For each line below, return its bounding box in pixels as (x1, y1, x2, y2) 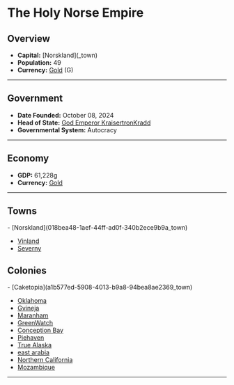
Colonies (7, 265, 47, 276)
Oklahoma (17, 297, 47, 305)
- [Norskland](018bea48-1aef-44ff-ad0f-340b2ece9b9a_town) (7, 223, 188, 232)
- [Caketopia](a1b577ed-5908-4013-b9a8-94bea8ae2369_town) (7, 283, 193, 292)
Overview (7, 33, 51, 45)
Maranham (17, 311, 49, 320)
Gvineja (17, 304, 40, 313)
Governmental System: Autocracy (17, 125, 117, 134)
